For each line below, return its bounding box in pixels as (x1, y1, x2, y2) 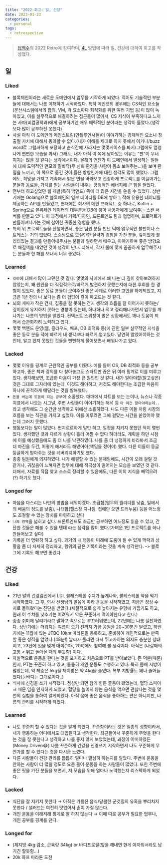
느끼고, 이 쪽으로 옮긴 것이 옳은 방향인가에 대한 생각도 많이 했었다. (21, 169, 150, 175)
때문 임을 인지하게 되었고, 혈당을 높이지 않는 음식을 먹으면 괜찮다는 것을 (17, 686, 156, 692)
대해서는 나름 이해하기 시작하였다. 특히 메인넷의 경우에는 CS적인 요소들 (21, 100, 160, 106)
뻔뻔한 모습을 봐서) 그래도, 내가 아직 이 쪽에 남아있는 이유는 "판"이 (21, 150, 150, 156)
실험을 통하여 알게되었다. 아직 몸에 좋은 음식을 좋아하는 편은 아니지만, (21, 693, 156, 699)
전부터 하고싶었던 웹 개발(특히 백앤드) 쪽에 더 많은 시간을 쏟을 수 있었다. (12, 188, 151, 194)
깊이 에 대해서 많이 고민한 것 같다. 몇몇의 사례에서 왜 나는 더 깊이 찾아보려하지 (12, 275, 161, 281)
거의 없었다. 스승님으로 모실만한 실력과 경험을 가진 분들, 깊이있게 (29, 232, 155, 238)
